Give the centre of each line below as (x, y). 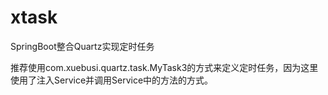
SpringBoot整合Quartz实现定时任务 (82, 46)
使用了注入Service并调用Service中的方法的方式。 (112, 80)
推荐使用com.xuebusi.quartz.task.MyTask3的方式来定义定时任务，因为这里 (164, 67)
